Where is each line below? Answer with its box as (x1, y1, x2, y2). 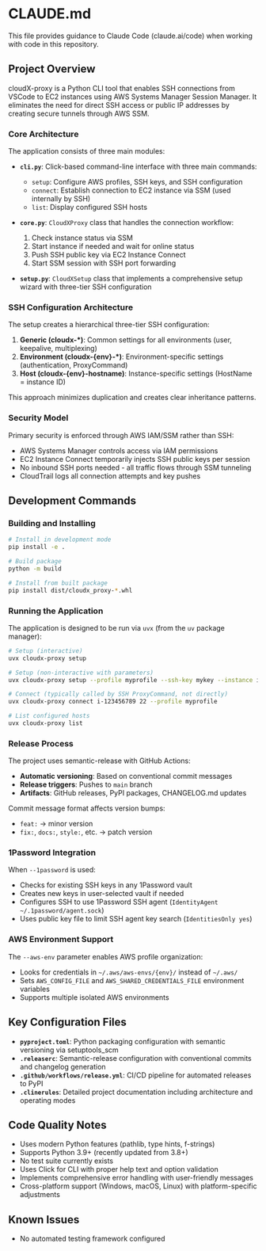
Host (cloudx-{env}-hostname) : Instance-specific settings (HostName (19, 369, 253, 379)
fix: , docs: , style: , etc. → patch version (19, 827, 153, 837)
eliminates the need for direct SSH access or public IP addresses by (8, 100, 230, 109)
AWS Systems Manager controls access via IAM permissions (19, 445, 218, 456)
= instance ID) (19, 377, 66, 387)
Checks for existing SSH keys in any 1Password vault (19, 880, 192, 890)
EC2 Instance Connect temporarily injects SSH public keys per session (19, 454, 251, 463)
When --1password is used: (8, 865, 97, 875)
